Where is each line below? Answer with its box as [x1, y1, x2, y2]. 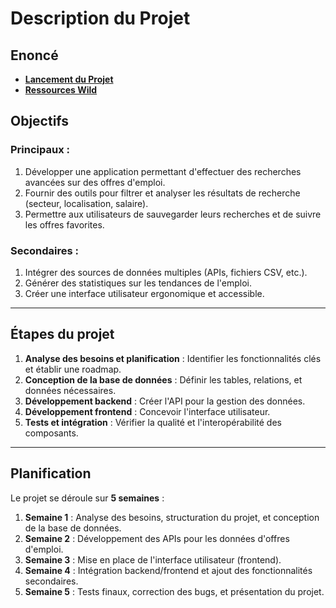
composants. [24, 427, 79, 439]
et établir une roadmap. [24, 363, 122, 375]
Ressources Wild [24, 84, 98, 96]
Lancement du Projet [24, 73, 114, 85]
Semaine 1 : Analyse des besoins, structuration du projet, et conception [24, 511, 320, 523]
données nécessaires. [24, 384, 117, 396]
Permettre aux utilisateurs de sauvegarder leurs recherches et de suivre [24, 208, 322, 220]
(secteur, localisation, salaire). [24, 197, 149, 209]
